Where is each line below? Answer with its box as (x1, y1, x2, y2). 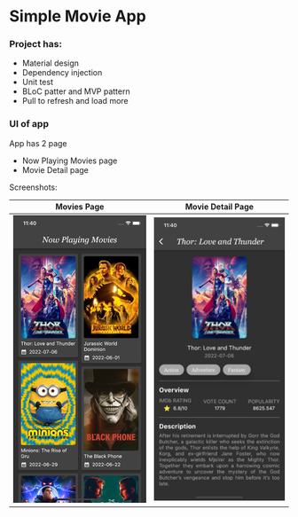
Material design (21, 58, 80, 68)
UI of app (9, 118, 49, 130)
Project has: (9, 38, 62, 51)
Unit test (21, 77, 53, 88)
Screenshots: (9, 182, 58, 192)
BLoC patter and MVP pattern (21, 86, 130, 97)
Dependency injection (21, 67, 103, 78)
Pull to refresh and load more (21, 96, 129, 106)
